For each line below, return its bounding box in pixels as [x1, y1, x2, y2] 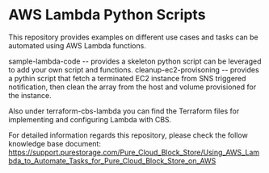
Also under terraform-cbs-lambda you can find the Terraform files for [8, 106, 240, 116]
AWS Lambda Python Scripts [8, 6, 206, 24]
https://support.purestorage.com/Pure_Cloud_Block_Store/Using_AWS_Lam [8, 147, 260, 157]
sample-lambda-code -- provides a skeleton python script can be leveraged [8, 56, 262, 66]
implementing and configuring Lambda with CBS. [8, 114, 172, 124]
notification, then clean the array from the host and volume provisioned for [8, 82, 257, 92]
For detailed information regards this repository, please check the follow [8, 130, 248, 140]
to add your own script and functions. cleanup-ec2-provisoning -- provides [8, 64, 260, 74]
